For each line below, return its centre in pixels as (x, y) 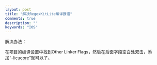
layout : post (18, 9)
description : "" (21, 23)
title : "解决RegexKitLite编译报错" (39, 14)
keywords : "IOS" (21, 27)
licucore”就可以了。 (32, 58)
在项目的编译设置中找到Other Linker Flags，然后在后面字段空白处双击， (76, 52)
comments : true (20, 18)
